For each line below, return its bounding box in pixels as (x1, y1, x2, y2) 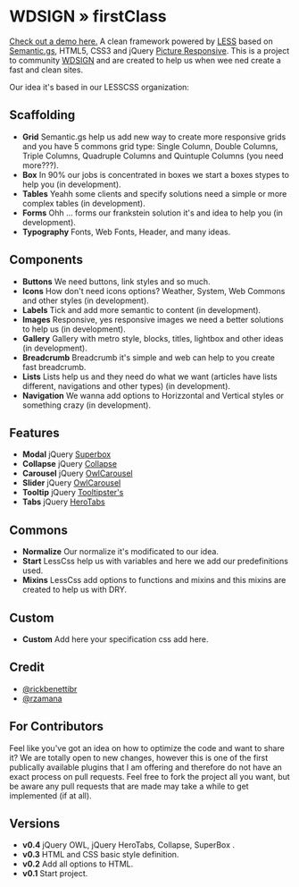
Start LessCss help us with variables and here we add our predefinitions (21, 556, 288, 567)
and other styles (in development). (21, 295, 149, 306)
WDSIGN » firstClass (9, 6, 167, 27)
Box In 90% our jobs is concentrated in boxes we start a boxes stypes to (21, 169, 290, 180)
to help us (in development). (21, 324, 127, 334)
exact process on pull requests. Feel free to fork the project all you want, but (9, 771, 290, 781)
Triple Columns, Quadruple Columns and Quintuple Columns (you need (21, 150, 284, 161)
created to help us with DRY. (21, 584, 128, 596)
